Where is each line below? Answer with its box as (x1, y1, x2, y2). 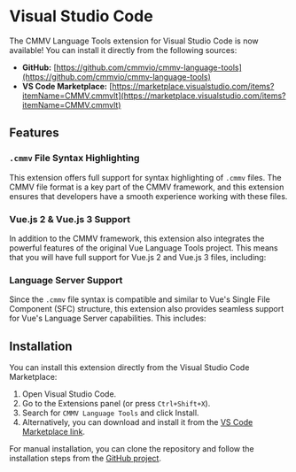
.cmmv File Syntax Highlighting (9, 152, 140, 165)
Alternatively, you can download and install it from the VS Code (21, 417, 253, 428)
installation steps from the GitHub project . (9, 453, 162, 464)
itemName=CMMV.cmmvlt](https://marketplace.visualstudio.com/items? (21, 90, 286, 101)
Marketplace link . (21, 427, 86, 437)
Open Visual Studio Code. (21, 389, 117, 399)
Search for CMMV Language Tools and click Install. (21, 407, 199, 418)
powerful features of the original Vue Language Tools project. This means (9, 242, 278, 253)
